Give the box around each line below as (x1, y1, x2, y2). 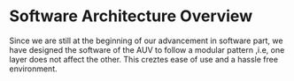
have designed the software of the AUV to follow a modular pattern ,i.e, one (9, 44, 285, 55)
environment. (9, 63, 58, 74)
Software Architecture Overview (9, 6, 253, 26)
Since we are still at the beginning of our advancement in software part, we (9, 35, 283, 46)
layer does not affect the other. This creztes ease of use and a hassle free (9, 54, 279, 64)
